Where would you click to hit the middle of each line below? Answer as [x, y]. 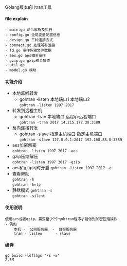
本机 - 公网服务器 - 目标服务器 [45, 229]
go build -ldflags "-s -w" [32, 255]
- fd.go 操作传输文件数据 [28, 51]
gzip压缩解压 [25, 157]
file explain [17, 18]
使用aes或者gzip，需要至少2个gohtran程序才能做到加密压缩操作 [61, 219]
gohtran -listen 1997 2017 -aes [45, 151]
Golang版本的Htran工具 [28, 7]
